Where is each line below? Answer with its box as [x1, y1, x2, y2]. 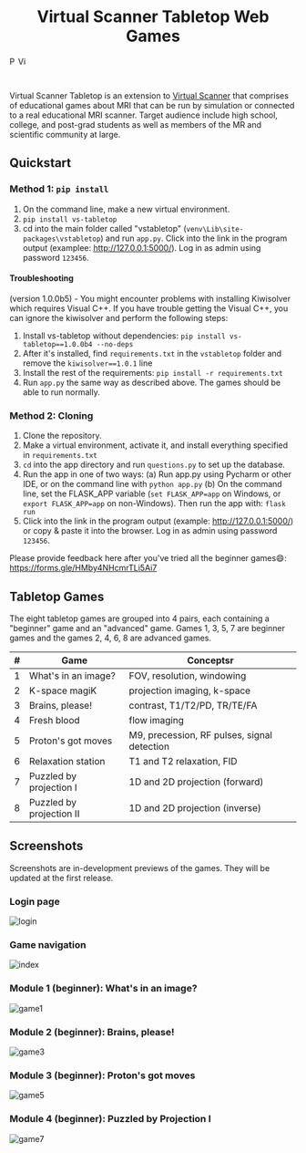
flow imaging [128, 713, 185, 726]
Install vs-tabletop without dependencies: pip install [22, 330, 226, 341]
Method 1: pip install [9, 182, 109, 195]
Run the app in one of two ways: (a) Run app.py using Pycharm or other [22, 469, 291, 480]
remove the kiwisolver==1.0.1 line [22, 358, 153, 369]
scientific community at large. [9, 129, 121, 140]
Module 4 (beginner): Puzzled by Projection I [9, 1113, 211, 1126]
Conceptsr [186, 654, 234, 667]
